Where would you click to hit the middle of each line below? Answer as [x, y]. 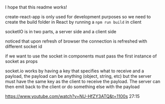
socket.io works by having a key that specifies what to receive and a [75, 71]
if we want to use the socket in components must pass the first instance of [81, 56]
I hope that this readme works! [36, 7]
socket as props [21, 61]
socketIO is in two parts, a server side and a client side [61, 31]
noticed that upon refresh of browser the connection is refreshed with [76, 41]
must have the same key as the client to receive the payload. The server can [83, 81]
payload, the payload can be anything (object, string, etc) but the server [78, 76]
